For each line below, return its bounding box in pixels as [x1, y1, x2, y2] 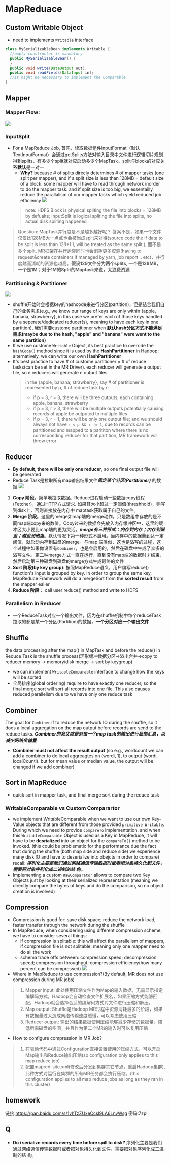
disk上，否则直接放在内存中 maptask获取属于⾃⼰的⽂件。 [17, 507, 139, 513]
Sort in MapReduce [5, 778, 67, 787]
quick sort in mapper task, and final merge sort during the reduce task [12, 791, 159, 798]
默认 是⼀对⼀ [17, 164, 44, 170]
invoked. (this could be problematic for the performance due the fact [12, 843, 156, 849]
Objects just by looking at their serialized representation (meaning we [12, 877, 158, 883]
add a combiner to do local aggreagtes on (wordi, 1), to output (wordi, [12, 753, 158, 759]
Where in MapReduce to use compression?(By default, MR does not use [12, 971, 163, 977]
